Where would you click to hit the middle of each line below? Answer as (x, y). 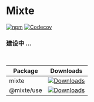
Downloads (66, 71)
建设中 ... (19, 43)
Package (26, 71)
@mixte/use (26, 90)
